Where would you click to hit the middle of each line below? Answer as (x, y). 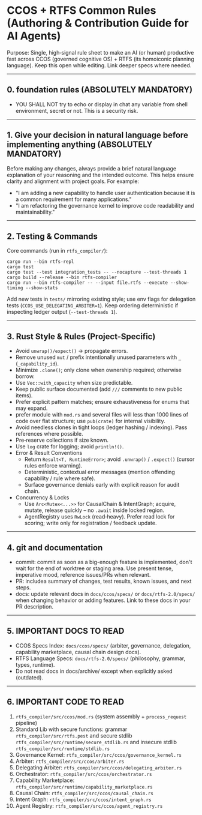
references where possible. (49, 434)
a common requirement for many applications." (73, 199)
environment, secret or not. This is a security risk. (77, 110)
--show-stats (42, 288)
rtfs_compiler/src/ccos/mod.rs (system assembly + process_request (101, 716)
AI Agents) (34, 36)
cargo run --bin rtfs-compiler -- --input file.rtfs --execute (88, 283)
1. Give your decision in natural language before (97, 135)
